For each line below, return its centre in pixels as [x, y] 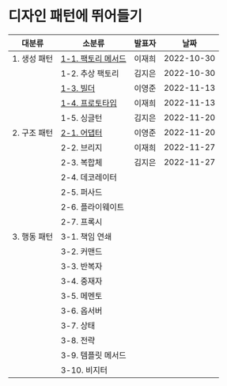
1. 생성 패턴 [33, 59]
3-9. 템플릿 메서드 [93, 355]
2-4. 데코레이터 [89, 177]
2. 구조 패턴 [33, 133]
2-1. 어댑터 [81, 133]
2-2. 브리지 [81, 147]
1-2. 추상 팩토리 [90, 74]
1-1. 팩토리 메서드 [93, 59]
